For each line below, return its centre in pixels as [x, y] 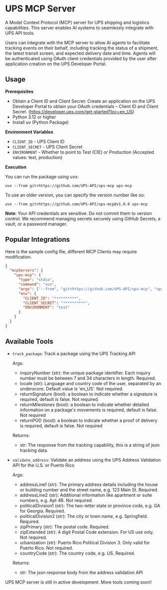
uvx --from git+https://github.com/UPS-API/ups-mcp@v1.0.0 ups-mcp [77, 204]
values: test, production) [37, 157]
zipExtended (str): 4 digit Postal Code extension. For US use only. [87, 532]
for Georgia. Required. [42, 511]
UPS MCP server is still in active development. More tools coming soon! [79, 582]
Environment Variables [29, 132]
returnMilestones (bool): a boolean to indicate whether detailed [84, 404]
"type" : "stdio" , [36, 280]
